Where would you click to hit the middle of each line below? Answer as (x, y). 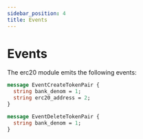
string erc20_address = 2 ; (52, 98)
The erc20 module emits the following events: (72, 73)
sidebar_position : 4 (37, 13)
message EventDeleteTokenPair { (53, 116)
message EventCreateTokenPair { (53, 85)
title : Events (27, 20)
